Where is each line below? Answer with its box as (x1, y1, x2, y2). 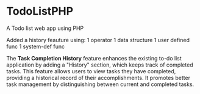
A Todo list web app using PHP (6, 24, 84, 32)
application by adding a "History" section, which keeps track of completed (6, 61, 193, 68)
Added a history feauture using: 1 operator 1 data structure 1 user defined (6, 36, 190, 43)
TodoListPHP (6, 4, 74, 18)
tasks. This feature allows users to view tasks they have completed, (6, 67, 176, 74)
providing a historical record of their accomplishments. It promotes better (6, 74, 191, 81)
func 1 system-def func (6, 43, 65, 50)
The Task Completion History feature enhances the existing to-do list (6, 54, 182, 62)
